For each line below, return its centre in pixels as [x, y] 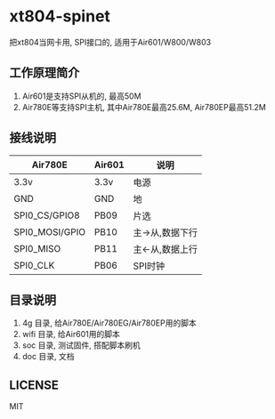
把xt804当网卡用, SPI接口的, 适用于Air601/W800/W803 [110, 42]
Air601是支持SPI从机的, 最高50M [81, 96]
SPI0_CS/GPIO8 [47, 215]
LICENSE [34, 385]
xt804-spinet [60, 16]
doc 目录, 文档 [48, 357]
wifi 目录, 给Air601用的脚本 [71, 334]
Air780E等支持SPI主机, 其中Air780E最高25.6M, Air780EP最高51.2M [144, 107]
